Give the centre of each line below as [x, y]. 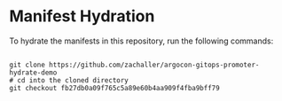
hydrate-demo [33, 73]
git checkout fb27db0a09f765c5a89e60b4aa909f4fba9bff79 [114, 88]
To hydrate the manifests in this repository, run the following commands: [141, 41]
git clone [27, 65]
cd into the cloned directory [73, 80]
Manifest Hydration [82, 16]
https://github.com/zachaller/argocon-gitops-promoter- [154, 65]
